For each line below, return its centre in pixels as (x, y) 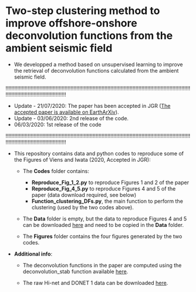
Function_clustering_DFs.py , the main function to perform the (107, 201)
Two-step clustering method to (83, 11)
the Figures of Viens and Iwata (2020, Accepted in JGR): (82, 159)
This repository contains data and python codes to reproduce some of (99, 153)
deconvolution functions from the (89, 36)
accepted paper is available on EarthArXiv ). (66, 112)
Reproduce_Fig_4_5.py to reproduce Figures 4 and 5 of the (104, 188)
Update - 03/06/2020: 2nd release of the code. (71, 118)
